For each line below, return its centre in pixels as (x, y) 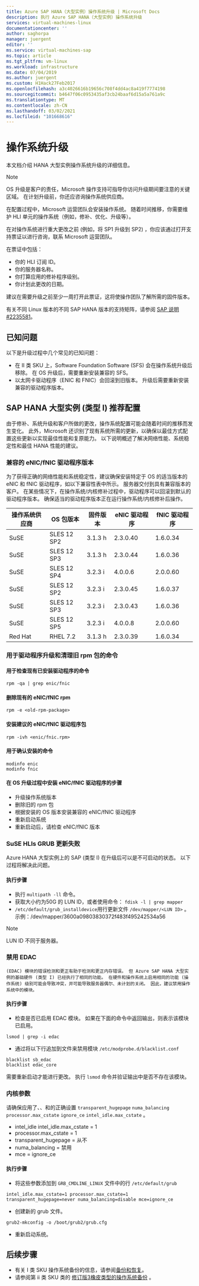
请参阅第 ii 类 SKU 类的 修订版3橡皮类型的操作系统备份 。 (84, 1277)
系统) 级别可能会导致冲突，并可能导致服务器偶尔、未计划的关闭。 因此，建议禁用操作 (100, 983)
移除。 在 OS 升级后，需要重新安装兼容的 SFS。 (73, 373)
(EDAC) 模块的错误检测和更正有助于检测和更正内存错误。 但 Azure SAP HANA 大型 (95, 971)
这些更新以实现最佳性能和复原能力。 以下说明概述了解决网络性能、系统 (97, 438)
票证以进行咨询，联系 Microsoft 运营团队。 (63, 237)
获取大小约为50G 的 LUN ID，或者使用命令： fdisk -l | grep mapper (99, 902)
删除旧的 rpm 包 (34, 805)
